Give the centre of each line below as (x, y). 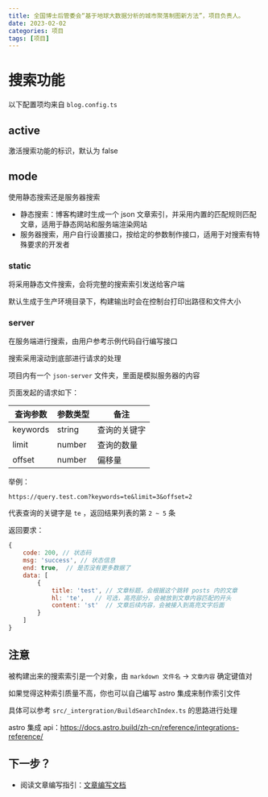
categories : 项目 (36, 31)
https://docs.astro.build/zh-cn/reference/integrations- (150, 727)
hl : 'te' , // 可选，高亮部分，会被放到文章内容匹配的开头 (141, 598)
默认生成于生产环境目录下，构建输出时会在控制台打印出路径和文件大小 (125, 301)
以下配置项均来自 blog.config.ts (63, 105)
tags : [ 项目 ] (29, 38)
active (24, 130)
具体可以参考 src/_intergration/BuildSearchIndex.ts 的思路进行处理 (123, 710)
